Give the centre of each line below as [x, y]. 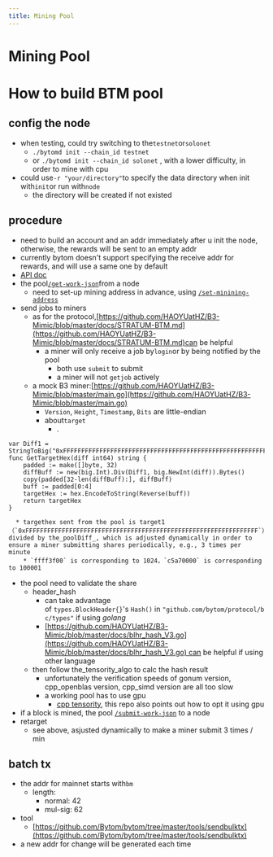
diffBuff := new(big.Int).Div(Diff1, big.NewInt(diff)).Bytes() [134, 472]
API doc [33, 274]
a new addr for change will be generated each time [106, 844]
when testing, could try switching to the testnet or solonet [115, 142]
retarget [33, 721]
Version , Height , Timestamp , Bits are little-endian [125, 411]
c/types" [59, 618]
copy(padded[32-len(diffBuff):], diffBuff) [98, 479]
